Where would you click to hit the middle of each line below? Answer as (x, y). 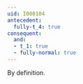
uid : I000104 (26, 14)
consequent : (24, 33)
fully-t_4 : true (37, 27)
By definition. (26, 72)
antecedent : (24, 20)
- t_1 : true (31, 46)
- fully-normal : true (45, 53)
